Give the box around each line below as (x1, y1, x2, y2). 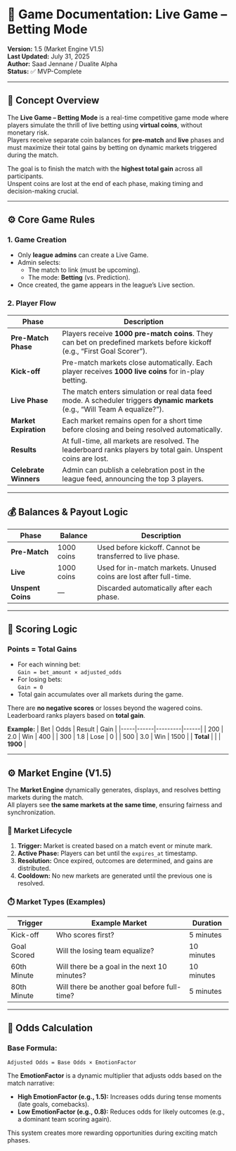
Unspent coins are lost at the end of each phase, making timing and (7, 179, 204, 187)
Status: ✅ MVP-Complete (7, 67, 82, 75)
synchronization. (7, 808, 56, 816)
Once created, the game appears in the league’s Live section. (17, 281, 195, 290)
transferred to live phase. (97, 551, 181, 561)
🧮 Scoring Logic (7, 623, 78, 635)
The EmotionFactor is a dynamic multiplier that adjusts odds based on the (7, 1071, 223, 1080)
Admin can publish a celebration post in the (62, 465, 205, 475)
